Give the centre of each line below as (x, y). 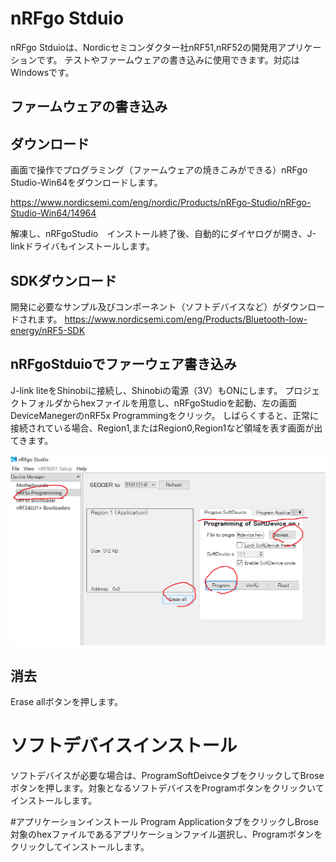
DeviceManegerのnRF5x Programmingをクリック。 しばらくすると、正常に (164, 415)
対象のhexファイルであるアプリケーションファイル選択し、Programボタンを (166, 834)
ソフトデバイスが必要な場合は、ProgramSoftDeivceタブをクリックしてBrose (167, 776)
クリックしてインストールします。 (80, 847)
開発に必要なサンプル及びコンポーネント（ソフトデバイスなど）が (146, 306)
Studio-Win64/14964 (53, 213)
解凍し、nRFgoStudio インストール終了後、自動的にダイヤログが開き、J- (163, 234)
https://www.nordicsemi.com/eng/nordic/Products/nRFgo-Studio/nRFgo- (161, 203)
